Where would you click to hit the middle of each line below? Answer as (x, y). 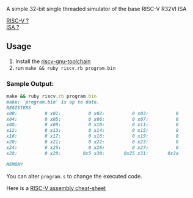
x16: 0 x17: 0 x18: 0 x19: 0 (93, 136)
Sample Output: (30, 83)
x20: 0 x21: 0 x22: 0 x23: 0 (93, 142)
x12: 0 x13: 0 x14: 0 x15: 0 (93, 131)
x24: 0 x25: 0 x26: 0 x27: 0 (93, 147)
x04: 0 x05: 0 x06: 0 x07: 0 (93, 119)
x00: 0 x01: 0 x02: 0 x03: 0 (93, 113)
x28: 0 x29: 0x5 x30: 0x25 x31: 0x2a (93, 153)
